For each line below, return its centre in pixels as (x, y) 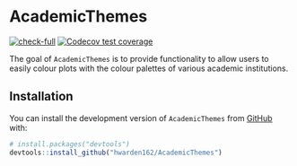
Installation (41, 96)
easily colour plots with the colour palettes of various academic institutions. (149, 68)
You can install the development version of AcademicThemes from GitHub (141, 118)
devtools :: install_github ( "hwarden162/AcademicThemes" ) (116, 153)
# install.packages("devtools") (70, 144)
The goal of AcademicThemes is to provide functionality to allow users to (139, 58)
